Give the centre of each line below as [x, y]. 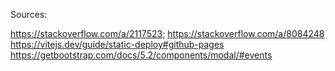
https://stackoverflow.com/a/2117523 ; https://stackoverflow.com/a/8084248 [167, 33]
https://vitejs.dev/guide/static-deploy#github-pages [117, 44]
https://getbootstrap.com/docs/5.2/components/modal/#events [141, 55]
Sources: [29, 14]
